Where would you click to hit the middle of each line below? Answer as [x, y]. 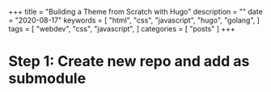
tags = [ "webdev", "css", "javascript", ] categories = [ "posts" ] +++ [122, 29]
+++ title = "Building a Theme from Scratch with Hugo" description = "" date [135, 12]
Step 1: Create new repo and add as [129, 62]
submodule [47, 79]
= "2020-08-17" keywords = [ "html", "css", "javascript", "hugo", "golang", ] [134, 20]
